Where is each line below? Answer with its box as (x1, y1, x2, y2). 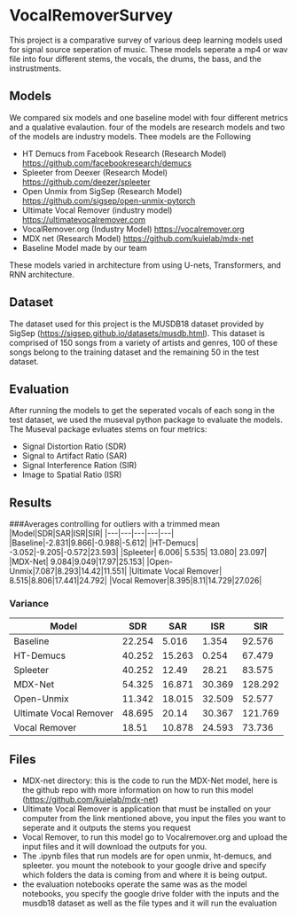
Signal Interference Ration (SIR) (21, 460, 137, 471)
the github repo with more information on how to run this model (21, 785, 254, 796)
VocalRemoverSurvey (9, 5, 174, 26)
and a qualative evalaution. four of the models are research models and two (9, 121, 285, 132)
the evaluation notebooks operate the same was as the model (21, 879, 248, 890)
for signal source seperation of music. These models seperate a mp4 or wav (9, 43, 288, 54)
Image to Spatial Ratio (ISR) (21, 469, 122, 480)
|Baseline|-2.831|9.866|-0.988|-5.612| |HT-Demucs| (9, 537, 199, 548)
